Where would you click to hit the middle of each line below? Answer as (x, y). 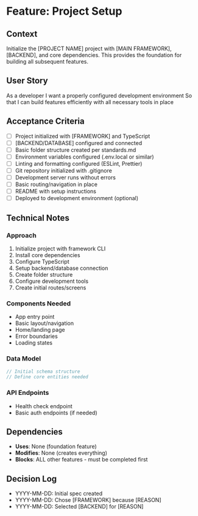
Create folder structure (44, 274)
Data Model (24, 359)
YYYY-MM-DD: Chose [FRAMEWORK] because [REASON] (88, 500)
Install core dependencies (48, 255)
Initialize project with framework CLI (60, 249)
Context (22, 34)
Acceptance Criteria (45, 122)
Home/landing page (40, 330)
